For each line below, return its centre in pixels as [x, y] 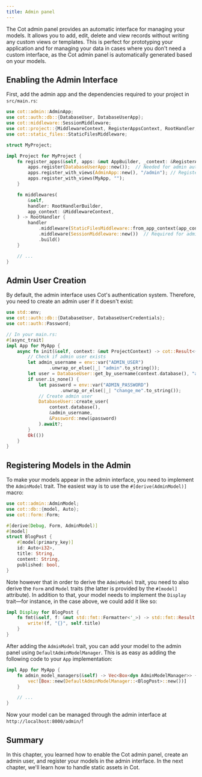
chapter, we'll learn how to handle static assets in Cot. [73, 767]
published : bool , [39, 565]
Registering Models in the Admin [69, 465]
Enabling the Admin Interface [62, 80]
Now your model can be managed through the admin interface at [87, 715]
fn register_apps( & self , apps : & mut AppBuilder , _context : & [95, 161]
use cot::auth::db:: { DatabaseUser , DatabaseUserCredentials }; [86, 318]
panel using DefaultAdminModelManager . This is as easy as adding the [91, 652]
